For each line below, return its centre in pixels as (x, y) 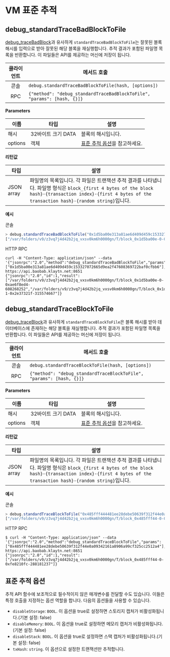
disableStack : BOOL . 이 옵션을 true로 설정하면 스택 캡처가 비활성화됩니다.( (85, 637)
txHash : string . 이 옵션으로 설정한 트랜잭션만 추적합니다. (69, 649)
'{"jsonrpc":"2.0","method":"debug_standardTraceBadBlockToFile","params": (87, 262)
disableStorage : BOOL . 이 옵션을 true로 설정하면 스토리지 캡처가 (75, 611)
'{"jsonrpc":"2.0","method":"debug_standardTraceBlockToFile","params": (83, 542)
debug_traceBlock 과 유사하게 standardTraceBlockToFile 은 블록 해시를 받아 (81, 322)
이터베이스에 (18, 328)
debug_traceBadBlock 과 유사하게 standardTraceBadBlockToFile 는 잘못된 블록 (84, 42)
